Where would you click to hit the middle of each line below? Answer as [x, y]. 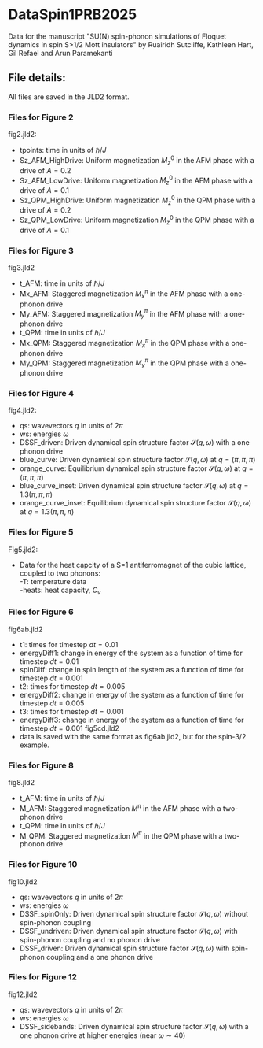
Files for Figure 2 [41, 117]
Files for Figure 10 [43, 865]
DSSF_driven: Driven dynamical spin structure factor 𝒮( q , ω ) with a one [134, 443]
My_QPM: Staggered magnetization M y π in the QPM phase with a [124, 363]
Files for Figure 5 [41, 532]
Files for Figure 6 [41, 612]
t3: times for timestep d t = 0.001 [71, 711]
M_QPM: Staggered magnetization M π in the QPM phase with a [121, 835]
